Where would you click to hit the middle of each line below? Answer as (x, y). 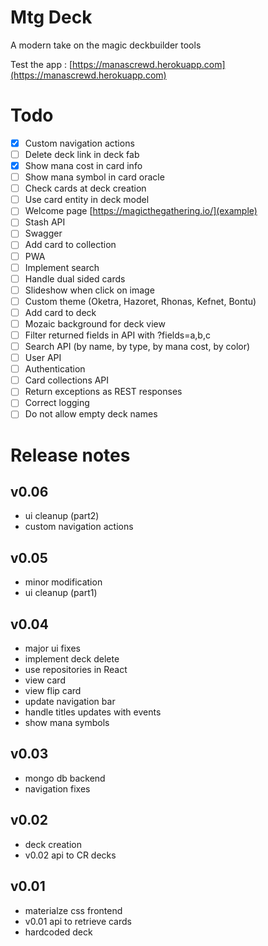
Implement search (62, 267)
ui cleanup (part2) (62, 516)
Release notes (70, 455)
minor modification (63, 582)
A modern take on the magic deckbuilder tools (106, 45)
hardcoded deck (58, 932)
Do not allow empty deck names (91, 414)
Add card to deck (60, 312)
